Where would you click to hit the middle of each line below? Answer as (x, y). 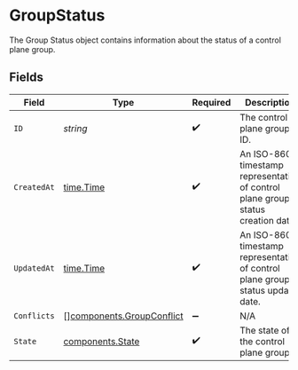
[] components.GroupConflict (123, 316)
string (75, 128)
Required (212, 102)
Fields (27, 78)
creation (257, 220)
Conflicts (34, 315)
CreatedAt (34, 187)
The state (259, 330)
